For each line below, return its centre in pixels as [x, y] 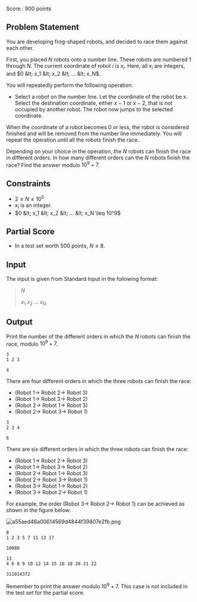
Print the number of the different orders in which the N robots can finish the [99, 336]
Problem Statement [43, 27]
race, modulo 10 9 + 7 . [32, 343]
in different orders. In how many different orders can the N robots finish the [98, 158]
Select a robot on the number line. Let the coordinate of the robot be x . [101, 96]
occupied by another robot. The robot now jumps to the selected [94, 109]
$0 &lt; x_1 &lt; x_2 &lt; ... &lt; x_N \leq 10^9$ [68, 213]
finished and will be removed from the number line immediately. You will [94, 133]
